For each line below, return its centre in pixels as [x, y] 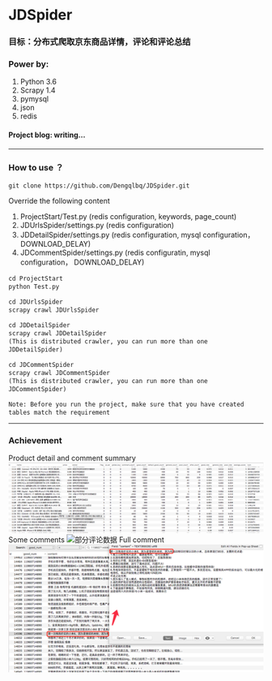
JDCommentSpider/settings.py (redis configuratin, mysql [115, 252]
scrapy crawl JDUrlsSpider [54, 310]
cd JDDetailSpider [39, 325]
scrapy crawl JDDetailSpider [57, 333]
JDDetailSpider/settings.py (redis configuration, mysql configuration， [137, 235]
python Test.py [34, 287]
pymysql [34, 99]
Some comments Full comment [86, 539]
